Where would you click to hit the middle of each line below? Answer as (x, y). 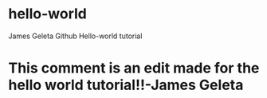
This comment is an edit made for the (134, 68)
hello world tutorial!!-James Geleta (126, 85)
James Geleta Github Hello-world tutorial (75, 36)
